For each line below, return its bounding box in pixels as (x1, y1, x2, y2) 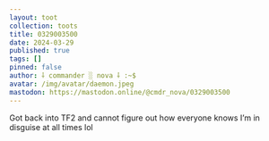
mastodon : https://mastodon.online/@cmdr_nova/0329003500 (9, 87, 230, 96)
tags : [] (9, 54, 42, 63)
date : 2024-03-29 (9, 37, 74, 47)
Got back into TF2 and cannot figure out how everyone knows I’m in (9, 112, 260, 123)
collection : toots (9, 21, 78, 30)
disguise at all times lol (9, 121, 93, 132)
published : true (9, 46, 70, 55)
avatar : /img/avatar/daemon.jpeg (9, 79, 134, 88)
